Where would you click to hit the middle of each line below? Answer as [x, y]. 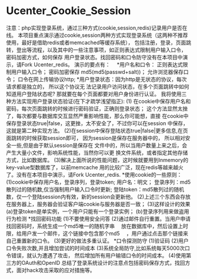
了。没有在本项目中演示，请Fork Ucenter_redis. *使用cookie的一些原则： [94, 174]
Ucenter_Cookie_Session [69, 11]
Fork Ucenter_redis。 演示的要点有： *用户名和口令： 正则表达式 [102, 64]
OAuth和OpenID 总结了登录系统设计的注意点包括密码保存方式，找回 [103, 263]
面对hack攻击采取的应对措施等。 [56, 270]
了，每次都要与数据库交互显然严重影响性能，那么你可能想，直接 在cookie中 [97, 116]
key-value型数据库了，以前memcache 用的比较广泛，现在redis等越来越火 [95, 167]
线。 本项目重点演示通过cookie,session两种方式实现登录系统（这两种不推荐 [97, 35]
